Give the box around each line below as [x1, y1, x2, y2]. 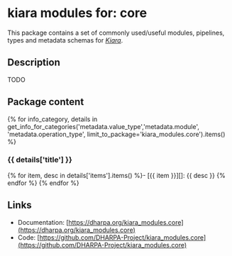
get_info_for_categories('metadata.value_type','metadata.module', [7, 122, 200, 130]
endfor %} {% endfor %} [7, 179, 79, 187]
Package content [7, 96, 84, 108]
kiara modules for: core [7, 5, 148, 21]
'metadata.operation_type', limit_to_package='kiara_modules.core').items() [7, 130, 226, 138]
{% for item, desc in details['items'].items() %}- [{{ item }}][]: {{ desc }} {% [7, 171, 226, 179]
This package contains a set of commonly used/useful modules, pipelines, [7, 28, 225, 37]
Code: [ [17, 233, 40, 242]
